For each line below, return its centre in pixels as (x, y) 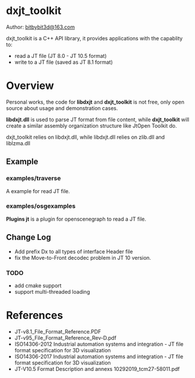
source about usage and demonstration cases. (62, 108)
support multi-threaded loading (52, 291)
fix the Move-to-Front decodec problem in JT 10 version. (83, 257)
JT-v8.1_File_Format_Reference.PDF (58, 331)
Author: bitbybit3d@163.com (40, 27)
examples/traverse (34, 178)
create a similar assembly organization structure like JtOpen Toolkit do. (91, 126)
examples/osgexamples (41, 206)
